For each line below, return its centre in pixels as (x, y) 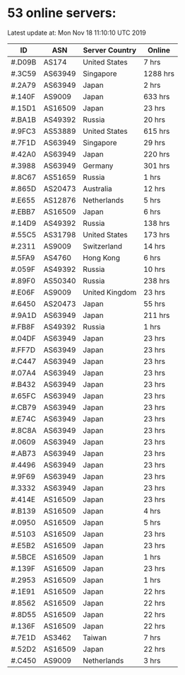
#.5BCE (24, 557)
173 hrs (157, 234)
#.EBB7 (23, 212)
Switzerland (102, 246)
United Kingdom (110, 292)
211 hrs (157, 315)
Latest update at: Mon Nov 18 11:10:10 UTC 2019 (77, 33)
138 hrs (157, 223)
